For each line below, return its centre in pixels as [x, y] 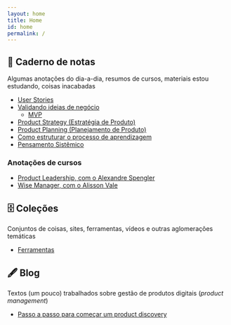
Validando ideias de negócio [58, 107]
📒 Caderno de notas [52, 61]
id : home [20, 27]
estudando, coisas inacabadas [52, 86]
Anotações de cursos [45, 162]
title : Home [25, 20]
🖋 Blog [24, 273]
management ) [28, 300]
